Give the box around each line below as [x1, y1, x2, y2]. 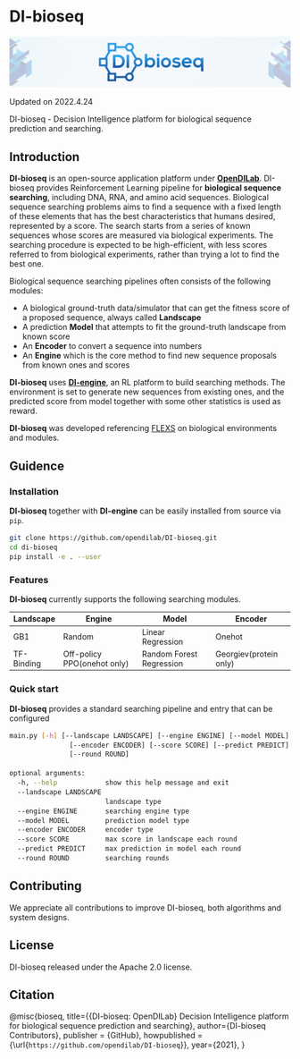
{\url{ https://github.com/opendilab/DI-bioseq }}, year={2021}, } [9, 1039, 246, 1050]
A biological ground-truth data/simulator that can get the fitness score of [21, 302, 290, 314]
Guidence [9, 458, 65, 473]
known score [21, 331, 71, 342]
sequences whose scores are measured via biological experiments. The [9, 230, 274, 241]
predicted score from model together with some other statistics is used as [9, 396, 281, 407]
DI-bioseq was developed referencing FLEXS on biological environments [9, 423, 278, 434]
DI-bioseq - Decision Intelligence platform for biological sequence [9, 114, 252, 124]
